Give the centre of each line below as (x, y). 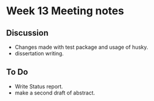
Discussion (27, 33)
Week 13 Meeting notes (65, 11)
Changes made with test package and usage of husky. (81, 47)
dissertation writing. (39, 53)
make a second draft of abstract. (55, 93)
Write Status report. (39, 86)
